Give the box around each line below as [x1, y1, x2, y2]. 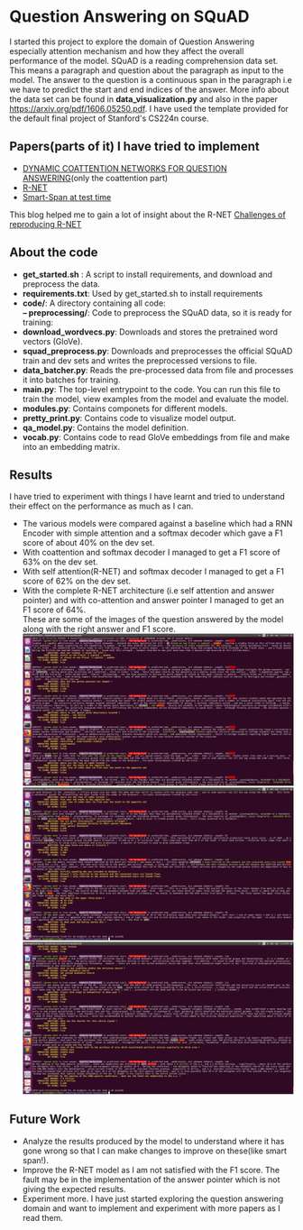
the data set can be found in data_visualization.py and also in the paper [9, 93, 278, 105]
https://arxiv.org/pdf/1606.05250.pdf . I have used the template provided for [9, 103, 289, 114]
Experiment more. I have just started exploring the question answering [22, 1193, 284, 1204]
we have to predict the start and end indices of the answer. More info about [9, 84, 289, 95]
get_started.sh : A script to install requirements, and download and [22, 269, 273, 280]
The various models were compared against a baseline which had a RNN [22, 519, 293, 529]
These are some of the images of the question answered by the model [22, 614, 284, 625]
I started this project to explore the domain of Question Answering [9, 36, 255, 47]
